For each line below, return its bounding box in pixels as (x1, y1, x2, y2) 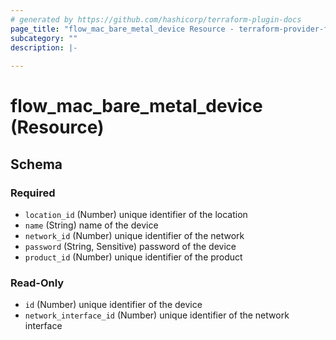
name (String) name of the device (24, 219, 159, 231)
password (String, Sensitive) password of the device (24, 241, 237, 252)
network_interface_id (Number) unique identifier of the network (24, 309, 290, 321)
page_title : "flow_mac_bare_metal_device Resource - (10, 24, 235, 34)
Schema (10, 156, 63, 173)
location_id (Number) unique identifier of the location (24, 209, 248, 220)
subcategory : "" (10, 33, 78, 43)
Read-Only (10, 276, 65, 290)
